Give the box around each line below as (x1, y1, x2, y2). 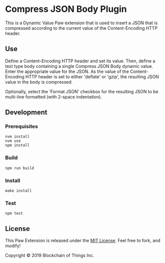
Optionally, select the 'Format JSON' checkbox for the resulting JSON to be (5, 88, 159, 95)
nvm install (5, 134, 30, 139)
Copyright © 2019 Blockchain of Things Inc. (5, 253, 94, 259)
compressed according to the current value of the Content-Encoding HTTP (5, 25, 158, 31)
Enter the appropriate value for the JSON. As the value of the (5, 68, 129, 74)
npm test (5, 211, 23, 216)
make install (5, 188, 32, 194)
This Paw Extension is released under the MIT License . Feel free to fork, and (5, 238, 161, 244)
